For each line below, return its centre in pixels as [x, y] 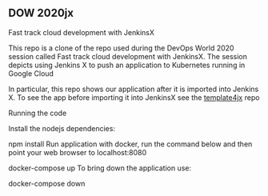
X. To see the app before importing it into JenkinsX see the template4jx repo [134, 97]
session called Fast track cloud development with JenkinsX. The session [128, 56]
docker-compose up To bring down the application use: [100, 168]
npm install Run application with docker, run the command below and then [130, 144]
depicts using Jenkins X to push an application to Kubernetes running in [127, 65]
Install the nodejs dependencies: [62, 128]
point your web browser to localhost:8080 [78, 152]
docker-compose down [47, 183]
